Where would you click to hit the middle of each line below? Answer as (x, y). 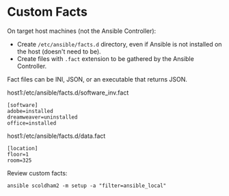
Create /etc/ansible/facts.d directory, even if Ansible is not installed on (119, 44)
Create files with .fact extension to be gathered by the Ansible (106, 58)
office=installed (32, 123)
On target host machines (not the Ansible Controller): (82, 31)
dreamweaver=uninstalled (42, 117)
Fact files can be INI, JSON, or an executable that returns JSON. (97, 79)
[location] (23, 148)
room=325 (19, 160)
